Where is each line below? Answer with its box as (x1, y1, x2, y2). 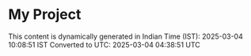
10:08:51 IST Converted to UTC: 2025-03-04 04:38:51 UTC (8, 39, 200, 49)
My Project (8, 6, 82, 24)
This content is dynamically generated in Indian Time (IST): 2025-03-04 (8, 32, 243, 41)
